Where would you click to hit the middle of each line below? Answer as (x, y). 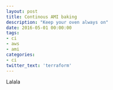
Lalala (13, 82)
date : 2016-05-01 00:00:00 (39, 28)
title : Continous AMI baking (42, 17)
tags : (13, 33)
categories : (20, 55)
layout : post (22, 11)
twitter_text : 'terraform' (39, 65)
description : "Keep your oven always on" (57, 22)
